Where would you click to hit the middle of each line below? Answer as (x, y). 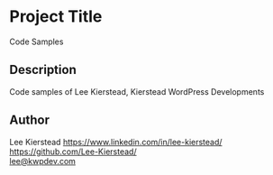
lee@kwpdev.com (43, 161)
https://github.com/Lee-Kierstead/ (73, 152)
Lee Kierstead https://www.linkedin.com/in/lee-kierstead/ (116, 142)
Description (43, 70)
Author (29, 120)
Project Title (56, 17)
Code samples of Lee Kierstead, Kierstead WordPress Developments (137, 91)
